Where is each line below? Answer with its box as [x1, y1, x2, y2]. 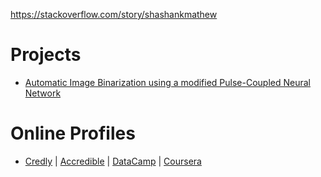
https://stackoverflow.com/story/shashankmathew [10, 9, 218, 20]
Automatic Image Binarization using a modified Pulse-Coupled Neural [24, 76, 311, 88]
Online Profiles [10, 122, 136, 145]
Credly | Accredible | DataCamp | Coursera [24, 155, 202, 167]
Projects [10, 44, 82, 66]
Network [24, 87, 62, 99]
